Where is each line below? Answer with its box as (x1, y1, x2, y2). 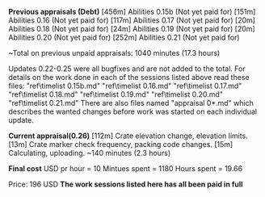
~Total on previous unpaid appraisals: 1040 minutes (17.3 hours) (8, 48, 221, 57)
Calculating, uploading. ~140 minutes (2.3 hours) (8, 149, 171, 157)
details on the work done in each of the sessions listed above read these (8, 73, 250, 82)
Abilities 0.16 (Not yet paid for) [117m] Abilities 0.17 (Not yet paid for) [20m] (8, 15, 256, 25)
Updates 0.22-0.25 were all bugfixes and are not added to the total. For (8, 64, 246, 73)
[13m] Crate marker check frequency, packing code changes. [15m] (8, 140, 233, 149)
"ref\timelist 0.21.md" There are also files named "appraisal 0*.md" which (8, 98, 254, 107)
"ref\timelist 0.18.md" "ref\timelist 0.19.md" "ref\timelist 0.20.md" (8, 90, 224, 99)
